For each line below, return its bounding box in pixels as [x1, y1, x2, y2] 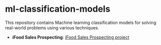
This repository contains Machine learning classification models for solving [5, 20, 157, 25]
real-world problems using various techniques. [5, 24, 99, 30]
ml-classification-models [5, 3, 111, 15]
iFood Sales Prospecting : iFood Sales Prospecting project [12, 34, 130, 40]
